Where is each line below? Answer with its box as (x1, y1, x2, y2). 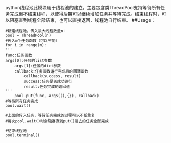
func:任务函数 (5, 53, 32, 58)
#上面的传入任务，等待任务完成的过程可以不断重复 (5, 113, 95, 118)
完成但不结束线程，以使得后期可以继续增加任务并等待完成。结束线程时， (9, 11, 162, 17)
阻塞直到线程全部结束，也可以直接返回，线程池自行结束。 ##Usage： (9, 17, 156, 23)
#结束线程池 (5, 128, 27, 133)
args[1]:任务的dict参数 (14, 63, 61, 68)
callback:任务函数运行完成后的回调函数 (14, 69, 88, 74)
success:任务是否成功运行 (23, 79, 72, 84)
